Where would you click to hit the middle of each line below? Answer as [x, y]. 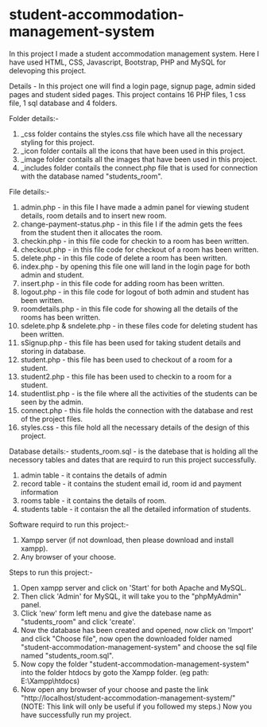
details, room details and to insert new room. [93, 215]
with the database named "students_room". [91, 176]
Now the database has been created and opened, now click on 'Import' [137, 630]
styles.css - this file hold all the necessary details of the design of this [135, 427]
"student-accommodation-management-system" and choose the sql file [139, 646]
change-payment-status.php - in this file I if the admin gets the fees [132, 224]
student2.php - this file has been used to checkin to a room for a [126, 376]
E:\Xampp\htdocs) [50, 681]
